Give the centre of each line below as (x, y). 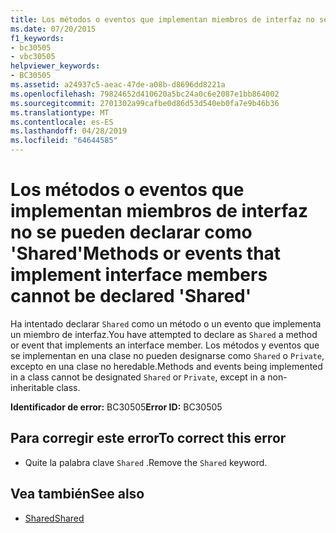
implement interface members (139, 275)
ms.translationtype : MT (60, 112)
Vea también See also (77, 494)
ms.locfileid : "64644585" (64, 141)
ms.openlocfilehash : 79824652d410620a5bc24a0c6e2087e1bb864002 (145, 94)
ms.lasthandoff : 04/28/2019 (69, 131)
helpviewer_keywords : (55, 66)
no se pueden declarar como (131, 232)
